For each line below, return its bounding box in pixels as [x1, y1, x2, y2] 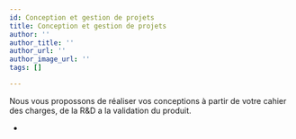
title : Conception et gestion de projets [9, 22, 167, 30]
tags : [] [9, 64, 42, 73]
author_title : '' [9, 38, 75, 48]
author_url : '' [9, 47, 67, 56]
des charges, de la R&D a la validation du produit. [9, 105, 192, 116]
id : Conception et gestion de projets [9, 13, 155, 22]
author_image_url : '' [9, 55, 91, 64]
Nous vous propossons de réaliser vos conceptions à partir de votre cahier [9, 95, 287, 106]
